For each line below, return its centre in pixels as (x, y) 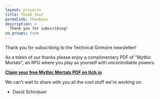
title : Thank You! (24, 15)
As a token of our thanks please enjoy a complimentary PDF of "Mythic (78, 57)
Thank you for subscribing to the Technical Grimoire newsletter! (71, 47)
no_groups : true (22, 33)
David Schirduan (29, 92)
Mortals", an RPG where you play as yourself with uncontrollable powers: (80, 63)
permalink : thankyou (27, 19)
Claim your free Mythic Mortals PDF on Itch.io (54, 72)
